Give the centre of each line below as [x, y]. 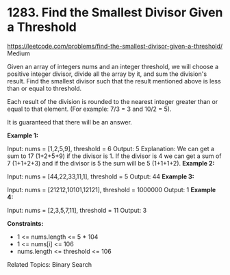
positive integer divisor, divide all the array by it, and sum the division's [107, 74]
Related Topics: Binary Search [50, 264]
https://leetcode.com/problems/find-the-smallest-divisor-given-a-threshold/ [115, 46]
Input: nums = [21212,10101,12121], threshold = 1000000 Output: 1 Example [112, 189]
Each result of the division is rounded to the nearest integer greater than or [113, 101]
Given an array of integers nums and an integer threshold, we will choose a [113, 66]
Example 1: [23, 135]
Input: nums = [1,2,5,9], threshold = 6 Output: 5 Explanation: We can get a [111, 148]
